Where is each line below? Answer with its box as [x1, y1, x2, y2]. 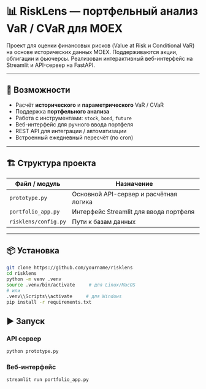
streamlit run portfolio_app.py [6, 377, 89, 383]
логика [72, 197, 93, 206]
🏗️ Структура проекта [6, 158, 96, 169]
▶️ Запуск [6, 316, 45, 326]
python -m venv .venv [6, 276, 62, 282]
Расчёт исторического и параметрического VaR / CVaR [15, 101, 164, 109]
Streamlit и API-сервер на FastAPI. [6, 61, 95, 69]
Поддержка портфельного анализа [15, 107, 110, 115]
